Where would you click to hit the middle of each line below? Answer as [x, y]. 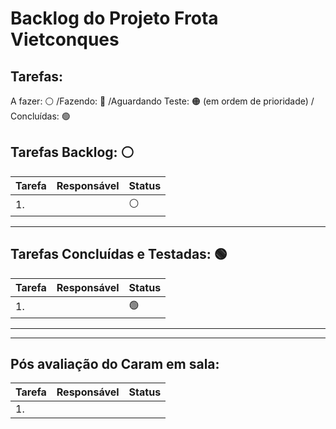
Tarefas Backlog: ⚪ [72, 152]
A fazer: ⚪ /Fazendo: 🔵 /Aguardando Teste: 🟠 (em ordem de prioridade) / [162, 101]
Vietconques [65, 39]
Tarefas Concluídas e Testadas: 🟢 [119, 254]
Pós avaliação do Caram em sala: [115, 364]
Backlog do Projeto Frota [114, 18]
